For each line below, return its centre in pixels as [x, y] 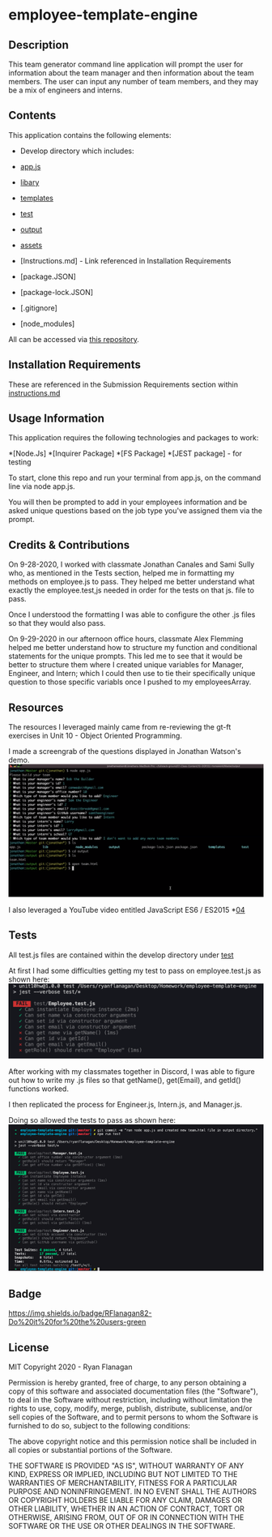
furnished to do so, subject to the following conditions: [99, 1425]
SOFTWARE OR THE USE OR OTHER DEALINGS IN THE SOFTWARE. [122, 1526]
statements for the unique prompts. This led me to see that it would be [125, 656]
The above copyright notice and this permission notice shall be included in [132, 1441]
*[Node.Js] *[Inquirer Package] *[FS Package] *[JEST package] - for [125, 454]
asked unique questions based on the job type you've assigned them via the [136, 511]
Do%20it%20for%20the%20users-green [77, 1322]
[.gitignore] [39, 308]
